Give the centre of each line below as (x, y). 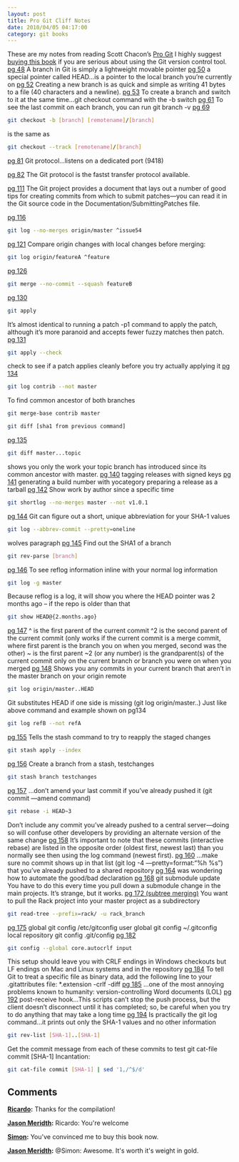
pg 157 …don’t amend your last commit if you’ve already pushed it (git (110, 790)
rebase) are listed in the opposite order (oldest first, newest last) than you (115, 847)
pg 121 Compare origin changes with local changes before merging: (107, 244)
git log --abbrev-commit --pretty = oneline (71, 529)
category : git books (38, 34)
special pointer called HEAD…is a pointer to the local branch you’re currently (119, 77)
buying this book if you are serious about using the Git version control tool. (117, 62)
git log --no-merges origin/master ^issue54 (75, 231)
